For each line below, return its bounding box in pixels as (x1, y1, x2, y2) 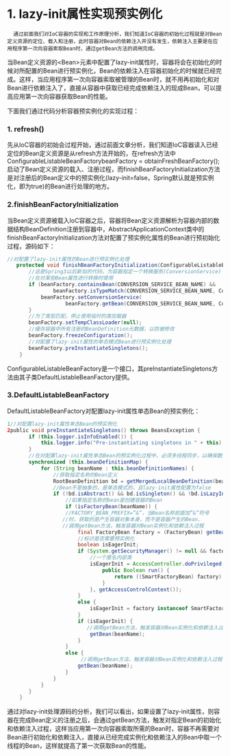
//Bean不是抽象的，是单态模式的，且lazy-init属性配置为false (53, 484, 212, 491)
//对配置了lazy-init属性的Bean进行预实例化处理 (7, 255, 130, 262)
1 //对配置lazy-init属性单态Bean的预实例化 (7, 420, 118, 427)
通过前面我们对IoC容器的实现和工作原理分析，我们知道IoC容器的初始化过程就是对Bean (13, 30, 222, 38)
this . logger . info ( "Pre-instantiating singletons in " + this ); (40, 440, 225, 446)
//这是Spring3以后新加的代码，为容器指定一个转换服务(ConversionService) (28, 268, 222, 275)
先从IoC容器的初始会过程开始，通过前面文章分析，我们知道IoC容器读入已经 (7, 141, 218, 149)
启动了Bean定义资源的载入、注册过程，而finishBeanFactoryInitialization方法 (7, 165, 220, 173)
